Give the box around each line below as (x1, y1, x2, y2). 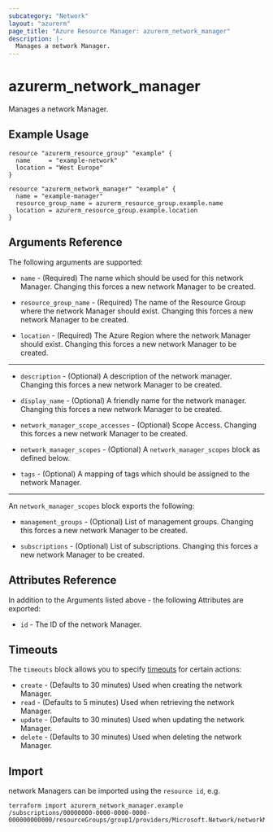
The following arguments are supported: (8, 257, 144, 267)
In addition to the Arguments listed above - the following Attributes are (8, 595, 244, 605)
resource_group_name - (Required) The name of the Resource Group (19, 297, 246, 307)
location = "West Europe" (15, 164, 104, 172)
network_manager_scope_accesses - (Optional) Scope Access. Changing (19, 420, 258, 430)
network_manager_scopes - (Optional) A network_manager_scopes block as (19, 444, 261, 454)
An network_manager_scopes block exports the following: (8, 501, 195, 510)
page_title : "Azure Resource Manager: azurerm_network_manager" (8, 27, 231, 35)
